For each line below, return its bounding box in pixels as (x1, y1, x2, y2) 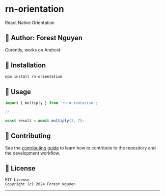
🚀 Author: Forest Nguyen (5, 34, 82, 42)
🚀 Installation (5, 61, 46, 70)
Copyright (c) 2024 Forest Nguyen (5, 181, 76, 187)
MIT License (5, 177, 29, 182)
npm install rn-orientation (5, 74, 63, 79)
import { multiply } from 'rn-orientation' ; (5, 100, 98, 106)
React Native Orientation (5, 20, 55, 25)
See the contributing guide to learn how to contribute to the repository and (5, 145, 156, 150)
